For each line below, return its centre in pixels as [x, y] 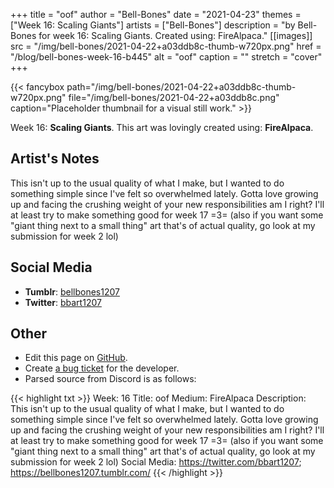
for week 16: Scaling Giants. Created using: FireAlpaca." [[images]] [175, 35]
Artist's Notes [55, 159]
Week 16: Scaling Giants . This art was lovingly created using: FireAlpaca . [162, 127]
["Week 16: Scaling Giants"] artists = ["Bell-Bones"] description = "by [153, 25]
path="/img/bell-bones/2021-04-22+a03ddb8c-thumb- [181, 87]
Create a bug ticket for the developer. [102, 368]
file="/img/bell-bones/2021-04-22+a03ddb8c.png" [174, 97]
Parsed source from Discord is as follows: [110, 379]
